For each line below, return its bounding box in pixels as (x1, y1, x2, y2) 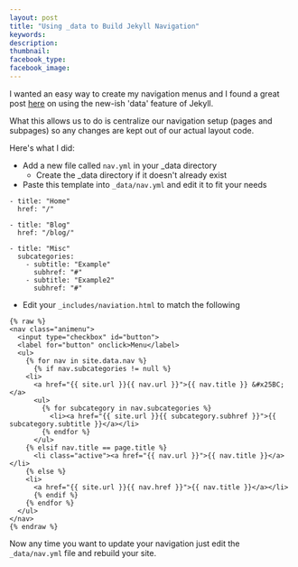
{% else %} (25, 467, 67, 476)
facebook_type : (9, 55, 67, 64)
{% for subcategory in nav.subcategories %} (42, 404, 212, 413)
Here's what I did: (9, 142, 75, 153)
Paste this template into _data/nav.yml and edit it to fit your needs (22, 179, 267, 190)
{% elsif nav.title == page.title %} (25, 443, 168, 452)
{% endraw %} (9, 522, 59, 531)
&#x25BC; (251, 380, 284, 389)
